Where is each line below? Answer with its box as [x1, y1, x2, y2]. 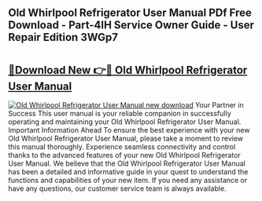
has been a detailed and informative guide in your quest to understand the [8, 167, 249, 176]
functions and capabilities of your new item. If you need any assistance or [8, 176, 248, 185]
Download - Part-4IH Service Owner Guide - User [8, 19, 254, 32]
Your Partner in [195, 100, 244, 109]
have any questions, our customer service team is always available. [8, 184, 227, 193]
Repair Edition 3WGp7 [8, 31, 118, 44]
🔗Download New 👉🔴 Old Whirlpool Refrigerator [8, 63, 248, 77]
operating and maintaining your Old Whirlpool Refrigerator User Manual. [8, 117, 242, 126]
